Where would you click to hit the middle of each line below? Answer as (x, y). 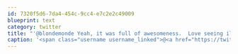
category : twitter (34, 27)
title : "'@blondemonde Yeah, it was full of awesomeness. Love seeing (115, 33)
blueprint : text (31, 20)
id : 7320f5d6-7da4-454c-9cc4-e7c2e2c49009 (71, 14)
